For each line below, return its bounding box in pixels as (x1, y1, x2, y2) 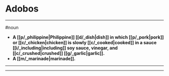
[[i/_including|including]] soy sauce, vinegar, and (12, 45, 118, 51)
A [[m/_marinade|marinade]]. (12, 55, 75, 61)
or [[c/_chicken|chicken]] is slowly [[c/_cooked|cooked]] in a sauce (12, 39, 157, 45)
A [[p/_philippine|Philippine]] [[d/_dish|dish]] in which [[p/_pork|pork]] (12, 34, 164, 40)
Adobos (5, 3, 39, 15)
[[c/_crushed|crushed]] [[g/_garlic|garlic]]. (12, 50, 105, 56)
